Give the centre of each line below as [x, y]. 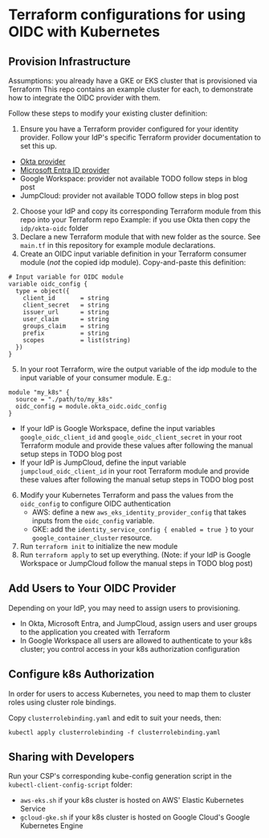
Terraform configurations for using [127, 15]
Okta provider [43, 161]
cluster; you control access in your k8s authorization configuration [130, 649]
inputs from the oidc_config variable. [93, 521]
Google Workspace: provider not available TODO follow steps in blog [133, 179]
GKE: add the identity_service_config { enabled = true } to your [143, 529]
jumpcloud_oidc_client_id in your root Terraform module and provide [134, 471]
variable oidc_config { [48, 284]
